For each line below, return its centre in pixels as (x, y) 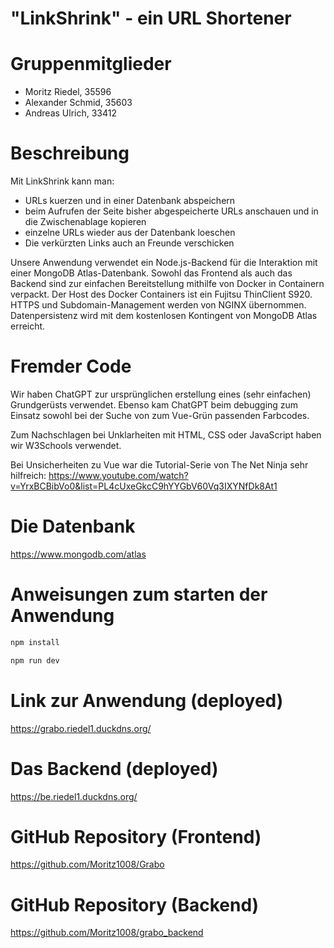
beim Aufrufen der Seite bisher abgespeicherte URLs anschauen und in (171, 211)
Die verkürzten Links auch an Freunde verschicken (129, 243)
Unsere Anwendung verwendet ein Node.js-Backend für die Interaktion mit (164, 263)
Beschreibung (70, 153)
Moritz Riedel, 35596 (68, 92)
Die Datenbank (73, 526)
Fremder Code (71, 366)
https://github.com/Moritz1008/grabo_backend (107, 933)
